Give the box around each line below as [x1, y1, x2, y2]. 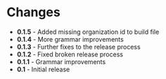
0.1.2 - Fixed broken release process [16, 50, 124, 59]
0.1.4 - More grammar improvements [16, 35, 124, 43]
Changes [6, 4, 60, 20]
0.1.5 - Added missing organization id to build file [16, 28, 160, 36]
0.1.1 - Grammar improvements [16, 57, 106, 66]
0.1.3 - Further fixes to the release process [16, 42, 141, 51]
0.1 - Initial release [16, 65, 70, 73]
